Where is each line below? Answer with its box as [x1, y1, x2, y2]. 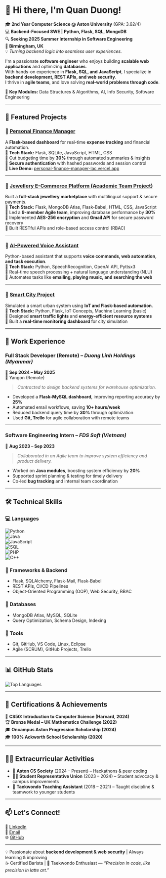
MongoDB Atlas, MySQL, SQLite [12, 612, 78, 618]
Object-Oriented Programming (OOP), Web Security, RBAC [12, 588, 132, 595]
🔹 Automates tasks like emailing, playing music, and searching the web [5, 274, 153, 280]
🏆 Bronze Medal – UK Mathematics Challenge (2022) [5, 719, 117, 725]
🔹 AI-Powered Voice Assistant [5, 242, 79, 249]
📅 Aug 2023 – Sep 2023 [5, 443, 55, 449]
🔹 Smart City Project [5, 291, 55, 298]
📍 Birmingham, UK [5, 43, 43, 49]
